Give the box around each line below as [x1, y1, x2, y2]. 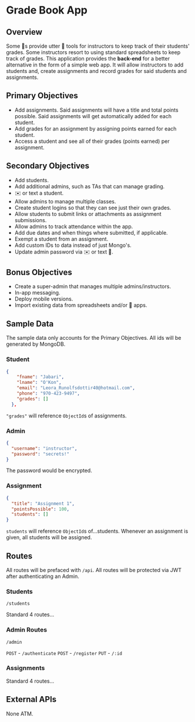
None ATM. [6, 710, 33, 717]
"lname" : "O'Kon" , [16, 380, 62, 386]
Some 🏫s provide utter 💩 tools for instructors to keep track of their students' [6, 42, 190, 49]
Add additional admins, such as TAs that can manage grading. [14, 183, 165, 190]
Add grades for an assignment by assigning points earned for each [14, 125, 177, 132]
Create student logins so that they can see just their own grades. [14, 204, 172, 211]
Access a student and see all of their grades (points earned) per [14, 138, 170, 145]
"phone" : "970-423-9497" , [16, 390, 80, 397]
